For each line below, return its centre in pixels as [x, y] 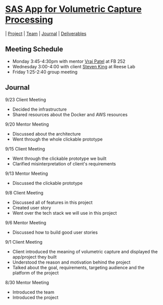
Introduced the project [35, 297]
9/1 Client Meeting [24, 242]
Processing [29, 20]
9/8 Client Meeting [24, 192]
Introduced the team [33, 292]
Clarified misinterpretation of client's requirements [64, 163]
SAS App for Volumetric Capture [74, 9]
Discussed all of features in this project [53, 202]
